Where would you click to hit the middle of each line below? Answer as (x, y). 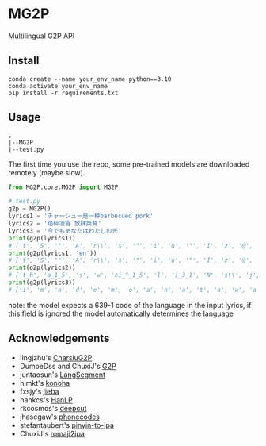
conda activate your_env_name (58, 86)
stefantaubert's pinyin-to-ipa (67, 425)
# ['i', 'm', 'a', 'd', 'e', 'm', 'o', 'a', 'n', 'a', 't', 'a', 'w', (127, 290)
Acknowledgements (59, 338)
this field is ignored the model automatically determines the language (121, 313)
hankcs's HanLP (46, 400)
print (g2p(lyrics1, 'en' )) (53, 253)
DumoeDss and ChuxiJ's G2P (68, 366)
